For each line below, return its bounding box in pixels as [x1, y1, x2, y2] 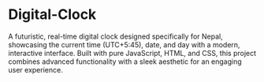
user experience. [8, 65, 63, 74]
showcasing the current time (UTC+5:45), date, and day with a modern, [8, 39, 240, 49]
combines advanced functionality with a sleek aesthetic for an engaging [8, 57, 242, 66]
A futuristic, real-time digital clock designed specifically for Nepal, [8, 32, 223, 41]
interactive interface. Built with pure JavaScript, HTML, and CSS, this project [8, 48, 257, 58]
